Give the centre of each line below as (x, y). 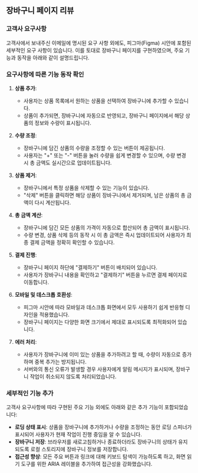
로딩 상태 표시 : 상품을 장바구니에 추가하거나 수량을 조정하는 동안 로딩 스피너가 (103, 427)
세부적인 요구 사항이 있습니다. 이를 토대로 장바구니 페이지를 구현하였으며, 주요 (95, 50)
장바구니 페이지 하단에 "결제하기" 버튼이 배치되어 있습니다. (90, 267)
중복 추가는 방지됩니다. (60, 362)
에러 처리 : (26, 341)
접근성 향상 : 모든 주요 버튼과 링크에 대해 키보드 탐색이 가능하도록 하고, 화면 (100, 456)
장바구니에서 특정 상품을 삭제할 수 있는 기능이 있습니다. (86, 188)
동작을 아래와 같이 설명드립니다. (53, 57)
